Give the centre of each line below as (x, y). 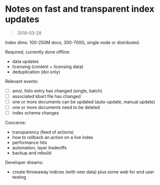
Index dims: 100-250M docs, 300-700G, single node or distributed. (73, 42)
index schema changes (35, 113)
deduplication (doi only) (36, 71)
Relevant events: (22, 81)
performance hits (30, 142)
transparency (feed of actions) (43, 132)
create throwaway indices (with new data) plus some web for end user (83, 172)
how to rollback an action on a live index (53, 138)
